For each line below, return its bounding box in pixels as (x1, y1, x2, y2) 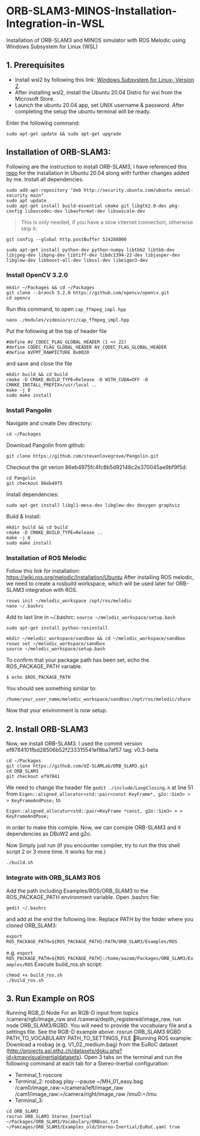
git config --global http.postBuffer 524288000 (6, 236, 127, 242)
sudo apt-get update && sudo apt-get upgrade (6, 131, 121, 137)
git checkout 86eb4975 (6, 480, 63, 487)
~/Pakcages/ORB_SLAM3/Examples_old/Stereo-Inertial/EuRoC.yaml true (6, 1124, 180, 1130)
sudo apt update (6, 197, 47, 203)
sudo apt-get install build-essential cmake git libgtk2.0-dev (6, 203, 167, 209)
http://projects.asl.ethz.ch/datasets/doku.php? (8, 1047, 122, 1054)
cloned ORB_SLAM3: (6, 922, 57, 929)
